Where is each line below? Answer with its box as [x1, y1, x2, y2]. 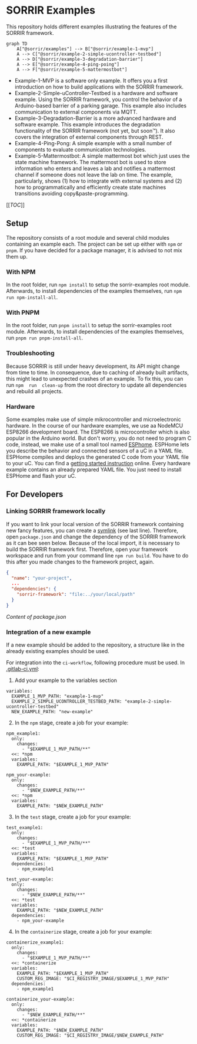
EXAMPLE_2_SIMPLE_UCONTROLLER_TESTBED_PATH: [11, 699, 122, 704]
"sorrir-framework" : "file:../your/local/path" [16, 592, 135, 598]
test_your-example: [6, 876, 54, 883]
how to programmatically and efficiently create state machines [14, 184, 166, 191]
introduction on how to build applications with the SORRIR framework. [14, 83, 184, 90]
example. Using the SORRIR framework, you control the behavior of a [14, 96, 182, 103]
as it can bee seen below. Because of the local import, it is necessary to [6, 539, 181, 546]
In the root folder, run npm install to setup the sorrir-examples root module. [6, 281, 190, 288]
